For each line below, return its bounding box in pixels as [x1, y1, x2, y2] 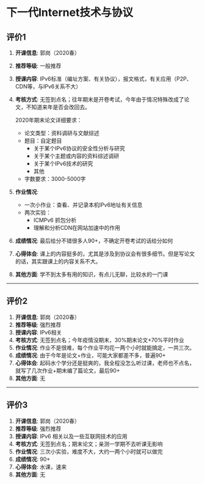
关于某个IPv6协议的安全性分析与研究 [33, 145, 125, 152]
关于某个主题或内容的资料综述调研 [33, 152, 120, 159]
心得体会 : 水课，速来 [15, 463, 67, 471]
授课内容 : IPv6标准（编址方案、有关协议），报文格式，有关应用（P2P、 [15, 75, 192, 82]
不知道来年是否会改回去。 [26, 103, 90, 111]
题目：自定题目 [24, 137, 62, 144]
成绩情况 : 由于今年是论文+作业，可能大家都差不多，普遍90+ [15, 351, 166, 359]
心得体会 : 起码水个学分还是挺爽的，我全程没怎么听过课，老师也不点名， [15, 359, 195, 367]
